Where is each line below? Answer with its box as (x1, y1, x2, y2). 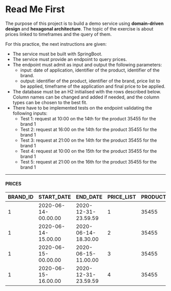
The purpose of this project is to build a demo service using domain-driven (5, 20, 164, 26)
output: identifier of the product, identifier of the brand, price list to (20, 78, 160, 84)
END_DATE (76, 193, 103, 201)
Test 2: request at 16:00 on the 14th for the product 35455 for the (20, 126, 157, 133)
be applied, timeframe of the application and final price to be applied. (20, 83, 165, 89)
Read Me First (5, 4, 65, 15)
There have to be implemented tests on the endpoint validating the (12, 105, 153, 111)
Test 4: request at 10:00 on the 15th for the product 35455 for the (20, 148, 157, 154)
